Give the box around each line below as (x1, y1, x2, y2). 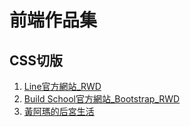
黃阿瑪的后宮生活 (23, 106, 95, 117)
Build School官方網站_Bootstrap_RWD (23, 93, 181, 105)
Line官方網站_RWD (23, 81, 102, 92)
